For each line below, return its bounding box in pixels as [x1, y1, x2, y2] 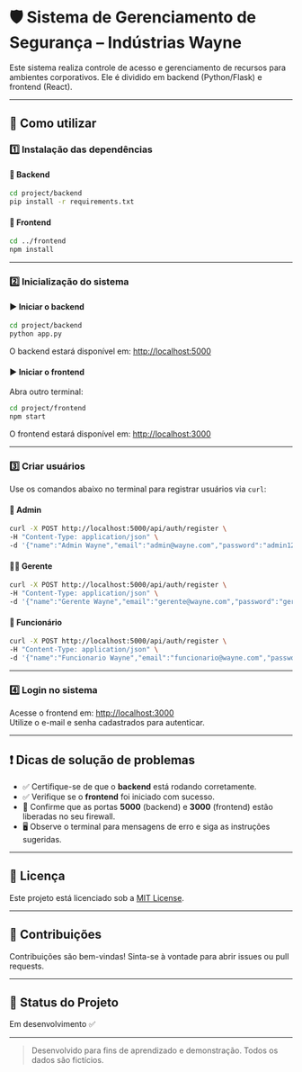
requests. [9, 960, 45, 971]
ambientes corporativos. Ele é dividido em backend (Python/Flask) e [9, 71, 262, 82]
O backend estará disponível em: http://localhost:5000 [9, 346, 211, 356]
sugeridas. [22, 833, 62, 844]
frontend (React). [9, 81, 74, 92]
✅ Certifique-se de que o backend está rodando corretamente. [22, 780, 257, 792]
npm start [9, 412, 47, 421]
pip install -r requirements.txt [9, 197, 135, 207]
